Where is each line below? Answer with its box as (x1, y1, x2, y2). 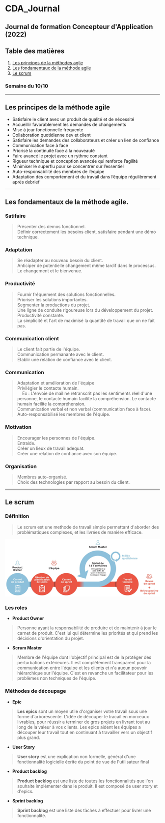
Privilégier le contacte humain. (17, 385, 79, 391)
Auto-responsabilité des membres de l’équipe (12, 168, 105, 175)
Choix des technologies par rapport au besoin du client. (17, 479, 130, 485)
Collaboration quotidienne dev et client (12, 132, 91, 138)
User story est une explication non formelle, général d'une (17, 753, 136, 760)
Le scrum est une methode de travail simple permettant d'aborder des (17, 524, 159, 530)
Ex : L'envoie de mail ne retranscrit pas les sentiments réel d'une (22, 390, 152, 396)
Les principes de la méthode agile (5, 103, 110, 112)
